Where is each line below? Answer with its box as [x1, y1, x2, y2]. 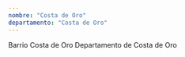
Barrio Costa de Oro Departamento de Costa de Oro [8, 40, 178, 49]
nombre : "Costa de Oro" [8, 11, 87, 20]
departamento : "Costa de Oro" [8, 19, 108, 27]
